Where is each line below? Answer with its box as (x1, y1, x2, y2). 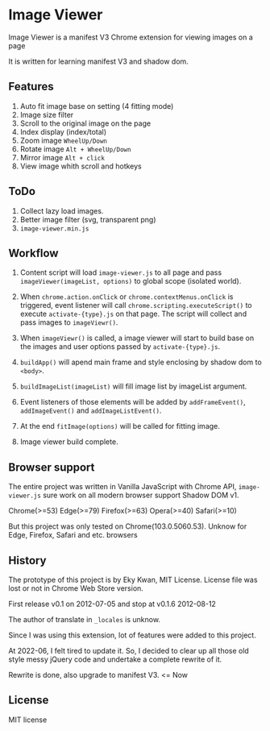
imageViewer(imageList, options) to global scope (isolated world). (19, 276, 242, 286)
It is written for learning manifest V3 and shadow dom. (8, 56, 189, 66)
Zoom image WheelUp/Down (19, 135, 107, 145)
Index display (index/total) (19, 127, 107, 136)
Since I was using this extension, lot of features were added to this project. (8, 630, 256, 640)
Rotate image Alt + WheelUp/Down (19, 143, 131, 154)
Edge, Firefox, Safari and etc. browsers (8, 530, 139, 540)
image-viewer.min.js (19, 224, 89, 233)
